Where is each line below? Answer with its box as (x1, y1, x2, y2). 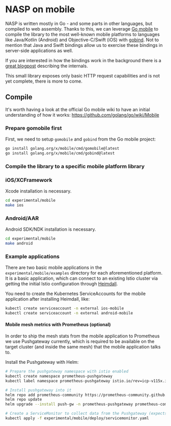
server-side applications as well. (5, 47, 73, 54)
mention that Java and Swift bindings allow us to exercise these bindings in (5, 42, 163, 48)
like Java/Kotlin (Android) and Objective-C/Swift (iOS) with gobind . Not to (5, 37, 159, 43)
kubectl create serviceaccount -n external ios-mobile (5, 306, 124, 311)
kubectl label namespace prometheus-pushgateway (5, 378, 110, 383)
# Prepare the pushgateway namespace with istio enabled (5, 369, 129, 374)
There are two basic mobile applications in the (5, 264, 102, 271)
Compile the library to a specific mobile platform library (5, 163, 145, 170)
